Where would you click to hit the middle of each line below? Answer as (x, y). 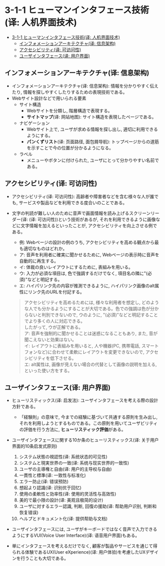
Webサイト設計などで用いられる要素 (49, 98)
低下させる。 (63, 358)
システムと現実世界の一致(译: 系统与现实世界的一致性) (74, 463)
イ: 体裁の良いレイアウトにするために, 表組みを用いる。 (76, 267)
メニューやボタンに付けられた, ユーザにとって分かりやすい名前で (93, 160)
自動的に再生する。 (39, 261)
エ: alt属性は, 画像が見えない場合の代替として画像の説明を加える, (90, 364)
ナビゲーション (34, 123)
